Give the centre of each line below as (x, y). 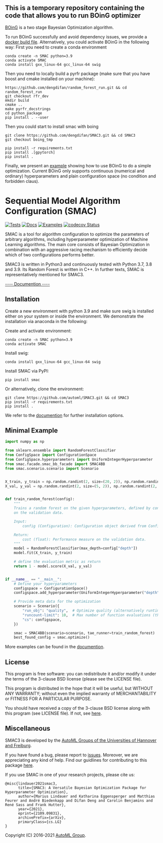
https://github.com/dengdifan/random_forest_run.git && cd (66, 88)
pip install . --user (27, 117)
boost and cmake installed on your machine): (50, 79)
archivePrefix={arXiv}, (42, 817)
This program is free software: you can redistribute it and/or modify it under (81, 674)
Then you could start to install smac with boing (52, 126)
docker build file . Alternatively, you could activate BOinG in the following (77, 42)
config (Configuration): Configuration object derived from (84, 526)
